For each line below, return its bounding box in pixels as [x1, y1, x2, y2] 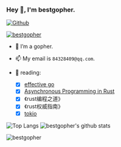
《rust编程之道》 [24, 95, 64, 103]
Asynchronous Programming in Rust [24, 87, 115, 95]
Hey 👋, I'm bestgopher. [6, 5, 75, 14]
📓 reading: [15, 69, 41, 77]
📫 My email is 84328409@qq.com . [15, 55, 95, 63]
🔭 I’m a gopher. [15, 43, 54, 50]
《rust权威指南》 [24, 103, 64, 110]
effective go [24, 81, 55, 88]
